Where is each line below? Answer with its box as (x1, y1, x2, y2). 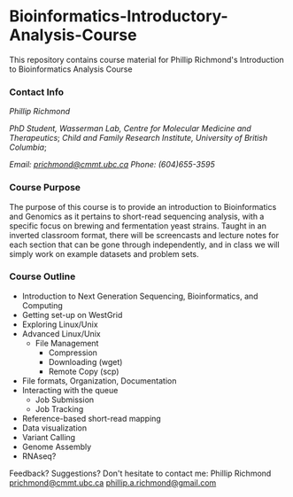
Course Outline (9, 270, 76, 283)
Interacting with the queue (21, 384, 119, 395)
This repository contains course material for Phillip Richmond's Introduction (9, 54, 285, 65)
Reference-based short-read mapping (21, 413, 161, 423)
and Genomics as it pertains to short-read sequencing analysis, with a (9, 211, 265, 221)
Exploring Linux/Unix (21, 319, 99, 330)
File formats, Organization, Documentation (21, 375, 177, 386)
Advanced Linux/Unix (21, 328, 101, 338)
